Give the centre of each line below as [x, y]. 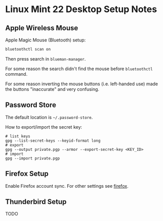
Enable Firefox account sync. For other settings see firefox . [67, 186]
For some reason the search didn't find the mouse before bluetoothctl [79, 69]
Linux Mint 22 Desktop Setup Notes [81, 9]
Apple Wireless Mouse [42, 28]
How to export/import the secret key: [44, 127]
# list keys [18, 136]
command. [16, 74]
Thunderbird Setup [36, 202]
